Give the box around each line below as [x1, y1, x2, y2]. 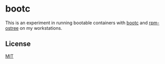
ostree [5, 25, 19, 31]
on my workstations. [19, 25, 62, 31]
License [5, 40, 31, 48]
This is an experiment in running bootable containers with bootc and [5, 20, 148, 26]
